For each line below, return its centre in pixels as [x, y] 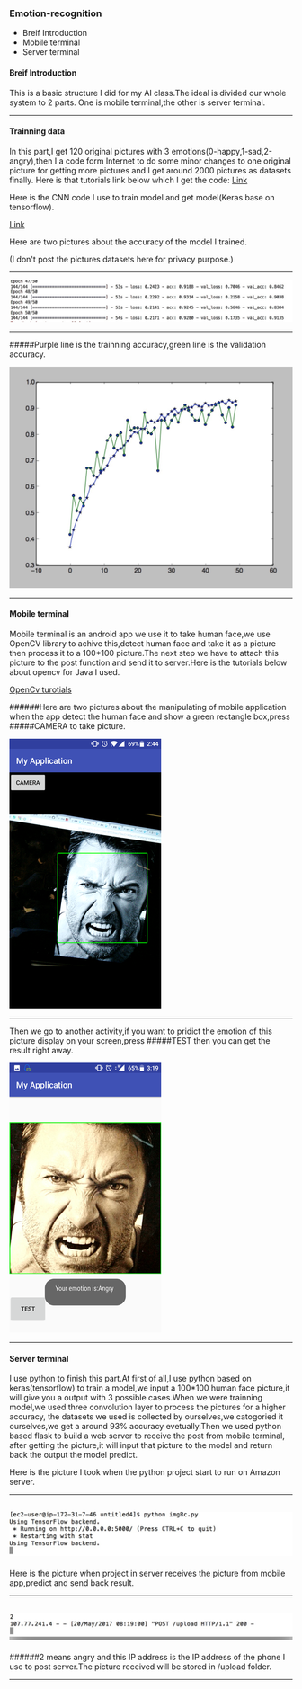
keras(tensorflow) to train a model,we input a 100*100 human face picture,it [150, 1388]
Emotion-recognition [56, 13]
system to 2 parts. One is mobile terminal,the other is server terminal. [138, 102]
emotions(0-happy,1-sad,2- [222, 151]
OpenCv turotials [40, 689]
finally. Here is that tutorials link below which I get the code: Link [129, 180]
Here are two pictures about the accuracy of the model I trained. [128, 242]
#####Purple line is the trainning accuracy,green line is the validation [138, 344]
